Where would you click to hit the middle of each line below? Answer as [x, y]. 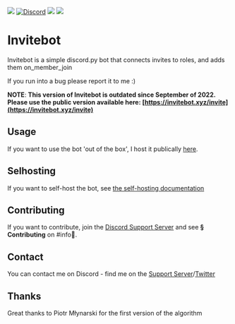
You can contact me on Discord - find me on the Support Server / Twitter [111, 274]
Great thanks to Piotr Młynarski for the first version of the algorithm [105, 313]
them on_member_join [40, 67]
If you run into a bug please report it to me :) [72, 80]
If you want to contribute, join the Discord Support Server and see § [106, 227]
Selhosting [32, 171]
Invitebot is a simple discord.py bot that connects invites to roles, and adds [116, 59]
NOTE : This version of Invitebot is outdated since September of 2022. [112, 95]
